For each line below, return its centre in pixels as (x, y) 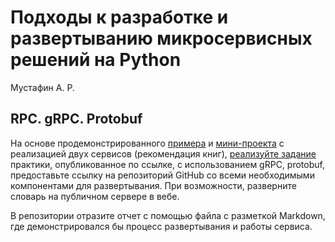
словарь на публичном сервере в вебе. (95, 196)
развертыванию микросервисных (161, 38)
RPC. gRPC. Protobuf (76, 119)
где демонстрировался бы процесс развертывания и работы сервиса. (161, 226)
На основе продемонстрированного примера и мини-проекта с (147, 143)
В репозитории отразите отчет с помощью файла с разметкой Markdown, (168, 215)
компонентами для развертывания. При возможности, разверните (153, 185)
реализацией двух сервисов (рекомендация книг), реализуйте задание (163, 153)
